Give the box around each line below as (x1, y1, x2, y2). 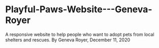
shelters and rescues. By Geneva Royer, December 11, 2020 (5, 37, 131, 43)
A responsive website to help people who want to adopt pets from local (5, 31, 154, 37)
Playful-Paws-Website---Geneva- (5, 4, 152, 15)
